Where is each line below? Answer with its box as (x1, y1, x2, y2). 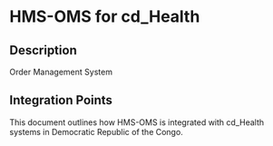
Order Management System (9, 66, 113, 77)
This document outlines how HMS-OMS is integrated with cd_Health (9, 116, 265, 128)
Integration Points (9, 92, 113, 108)
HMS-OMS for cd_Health (9, 6, 200, 27)
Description (9, 43, 77, 58)
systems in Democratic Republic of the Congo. (9, 126, 183, 137)
